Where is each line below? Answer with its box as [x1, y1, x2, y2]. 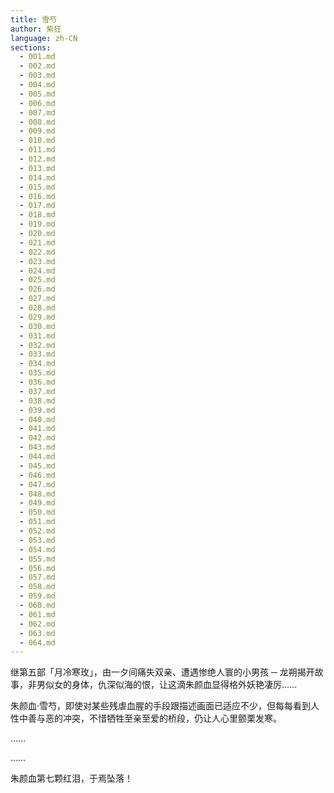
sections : [10, 42, 52, 53]
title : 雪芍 [10, 14, 57, 25]
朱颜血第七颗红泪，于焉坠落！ [10, 772, 133, 785]
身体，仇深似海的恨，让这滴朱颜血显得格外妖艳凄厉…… [71, 679, 298, 691]
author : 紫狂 [10, 24, 62, 34]
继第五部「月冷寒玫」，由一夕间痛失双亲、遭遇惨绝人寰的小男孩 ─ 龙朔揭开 [10, 666, 315, 678]
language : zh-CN [10, 33, 78, 43]
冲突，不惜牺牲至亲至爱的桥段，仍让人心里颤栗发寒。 [62, 712, 282, 725]
